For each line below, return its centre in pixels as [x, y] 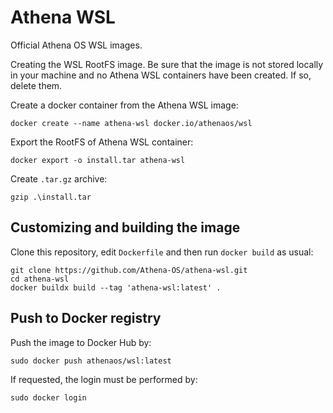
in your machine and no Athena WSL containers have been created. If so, [161, 75]
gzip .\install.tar [51, 197]
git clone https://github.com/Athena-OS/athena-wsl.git [129, 270]
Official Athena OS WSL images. [76, 45]
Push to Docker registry [86, 318]
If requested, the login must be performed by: [104, 379]
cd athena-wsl [40, 279]
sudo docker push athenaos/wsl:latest [91, 361]
